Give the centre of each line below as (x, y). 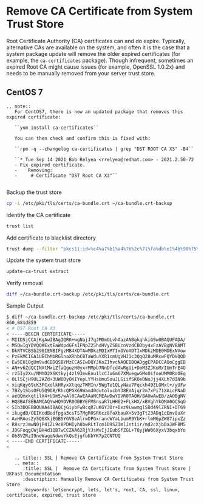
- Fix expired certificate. (50, 165)
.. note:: (19, 106)
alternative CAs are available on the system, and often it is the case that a (98, 47)
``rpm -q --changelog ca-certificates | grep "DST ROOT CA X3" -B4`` (104, 149)
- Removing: (33, 170)
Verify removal (25, 283)
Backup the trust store (34, 192)
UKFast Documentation (34, 474)
